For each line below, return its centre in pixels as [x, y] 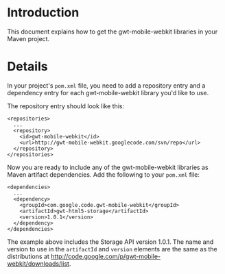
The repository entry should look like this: [66, 106]
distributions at [28, 256]
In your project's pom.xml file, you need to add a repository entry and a [106, 85]
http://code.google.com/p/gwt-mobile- [106, 256]
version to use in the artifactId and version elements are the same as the [112, 249]
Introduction [43, 13]
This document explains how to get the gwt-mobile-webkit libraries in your [113, 32]
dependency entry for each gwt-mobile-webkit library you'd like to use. [108, 92]
